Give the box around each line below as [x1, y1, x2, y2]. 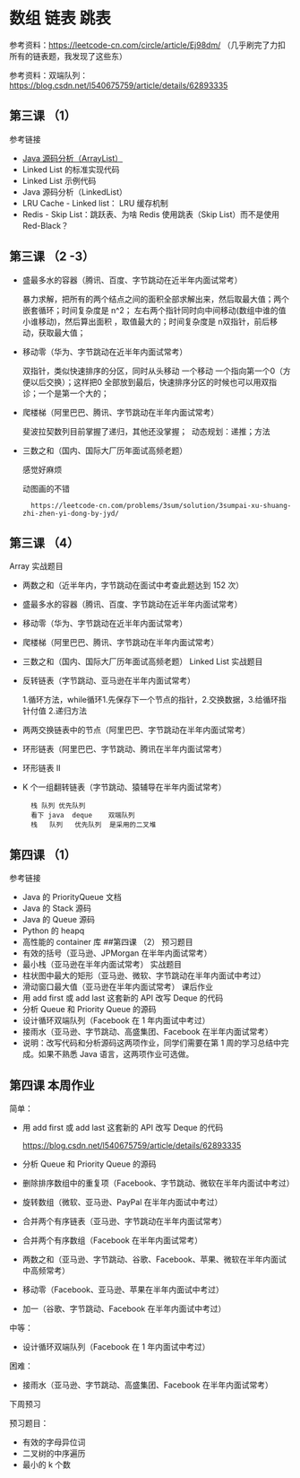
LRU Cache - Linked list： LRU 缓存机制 [21, 197, 168, 208]
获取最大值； [38, 327, 86, 337]
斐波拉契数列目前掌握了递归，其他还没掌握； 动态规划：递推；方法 [21, 425, 270, 436]
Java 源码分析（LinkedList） [21, 186, 128, 197]
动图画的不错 [21, 483, 70, 494]
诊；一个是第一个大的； [21, 388, 109, 398]
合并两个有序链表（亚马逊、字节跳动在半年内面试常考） [21, 1216, 227, 1226]
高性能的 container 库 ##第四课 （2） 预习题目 [21, 937, 194, 948]
